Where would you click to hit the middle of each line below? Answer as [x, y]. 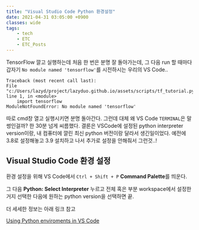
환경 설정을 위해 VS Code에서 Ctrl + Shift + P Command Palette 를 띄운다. [97, 176]
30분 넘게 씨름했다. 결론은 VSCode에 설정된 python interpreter [109, 125]
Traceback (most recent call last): [51, 80]
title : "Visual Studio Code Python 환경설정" [61, 12]
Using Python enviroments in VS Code [53, 221]
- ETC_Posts [31, 45]
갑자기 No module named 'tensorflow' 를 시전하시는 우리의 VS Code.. [87, 69]
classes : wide [24, 22]
